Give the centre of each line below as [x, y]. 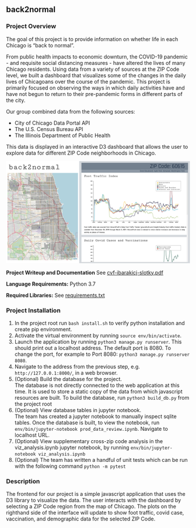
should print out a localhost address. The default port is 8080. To [92, 348]
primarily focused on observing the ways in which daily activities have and [95, 88]
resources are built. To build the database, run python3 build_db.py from [102, 398]
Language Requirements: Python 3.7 [51, 284]
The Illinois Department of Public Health [62, 135]
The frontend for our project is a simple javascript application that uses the [96, 494]
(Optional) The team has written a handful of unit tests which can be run [101, 460]
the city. [16, 100]
